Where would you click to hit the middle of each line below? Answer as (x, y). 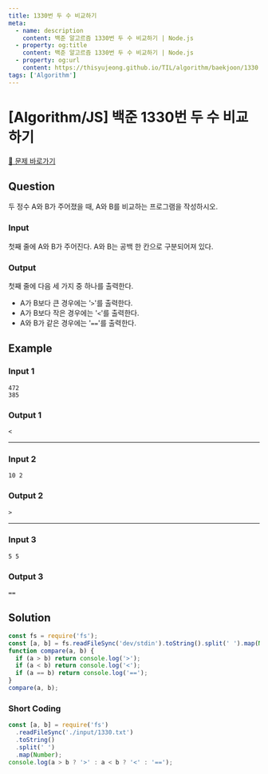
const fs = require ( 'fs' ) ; (53, 636)
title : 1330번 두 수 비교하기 (53, 16)
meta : (17, 23)
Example (30, 349)
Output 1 (25, 415)
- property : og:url (48, 61)
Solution (30, 618)
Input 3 (22, 540)
